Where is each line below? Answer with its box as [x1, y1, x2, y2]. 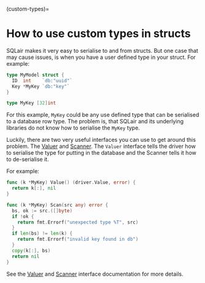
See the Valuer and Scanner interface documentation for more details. [6, 270, 184, 277]
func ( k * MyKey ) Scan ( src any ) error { [6, 202, 109, 208]
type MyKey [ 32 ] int [6, 100, 56, 106]
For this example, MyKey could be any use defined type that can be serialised [6, 111, 199, 118]
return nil [12, 253, 40, 260]
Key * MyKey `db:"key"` [12, 83, 70, 90]
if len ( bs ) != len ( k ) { [12, 230, 72, 237]
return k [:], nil [12, 185, 56, 192]
